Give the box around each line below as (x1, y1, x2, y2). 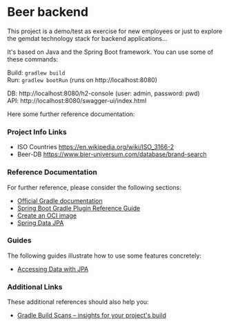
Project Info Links (7, 127, 67, 137)
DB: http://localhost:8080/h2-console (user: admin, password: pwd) (7, 89, 200, 97)
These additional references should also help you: (7, 298, 150, 306)
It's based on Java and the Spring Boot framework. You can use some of (7, 48, 214, 56)
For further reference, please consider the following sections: (7, 183, 181, 191)
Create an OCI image (17, 211, 77, 220)
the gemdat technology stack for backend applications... (7, 34, 168, 42)
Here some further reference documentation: (7, 110, 135, 118)
